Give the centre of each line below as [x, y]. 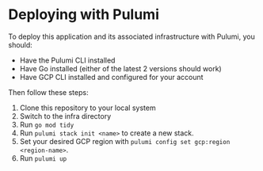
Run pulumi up [43, 158]
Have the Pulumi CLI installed [67, 60]
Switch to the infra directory [65, 116]
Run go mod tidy [47, 124]
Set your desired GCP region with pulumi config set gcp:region [125, 141]
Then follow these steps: [48, 92]
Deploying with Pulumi [84, 15]
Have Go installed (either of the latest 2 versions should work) [120, 68]
